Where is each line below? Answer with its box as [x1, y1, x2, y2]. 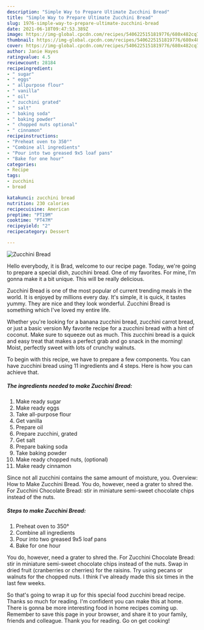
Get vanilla [15, 417, 42, 424]
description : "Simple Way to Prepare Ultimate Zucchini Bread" [7, 8, 170, 15]
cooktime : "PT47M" [7, 217, 53, 223]
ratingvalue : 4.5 [7, 54, 51, 60]
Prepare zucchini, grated [15, 430, 77, 437]
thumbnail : [7, 37, 35, 43]
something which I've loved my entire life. [7, 306, 111, 313]
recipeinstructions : [7, 133, 59, 140]
